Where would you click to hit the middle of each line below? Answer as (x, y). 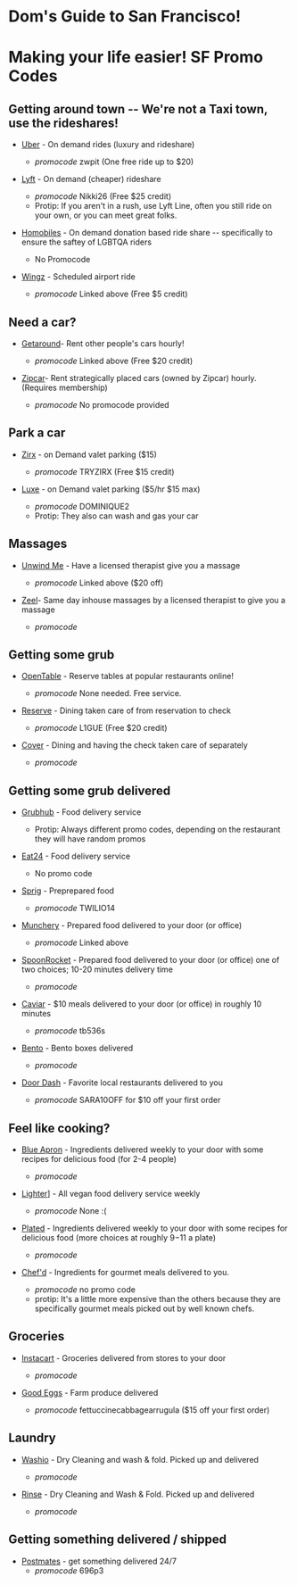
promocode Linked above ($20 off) (99, 583)
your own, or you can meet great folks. (106, 215)
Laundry (32, 1438)
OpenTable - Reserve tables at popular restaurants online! (127, 676)
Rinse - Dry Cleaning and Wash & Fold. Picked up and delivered (138, 1494)
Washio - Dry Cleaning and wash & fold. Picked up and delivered (140, 1459)
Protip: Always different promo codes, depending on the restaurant (157, 830)
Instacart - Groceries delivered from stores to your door (124, 1357)
